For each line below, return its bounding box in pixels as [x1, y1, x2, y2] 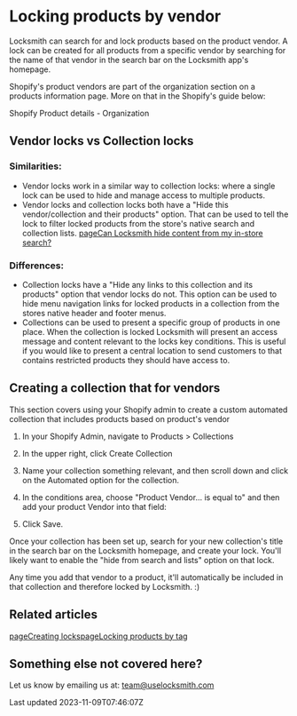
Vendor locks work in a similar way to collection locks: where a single [21, 180, 276, 191]
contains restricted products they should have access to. [21, 354, 231, 365]
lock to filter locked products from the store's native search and [21, 218, 255, 228]
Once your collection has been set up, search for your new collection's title [9, 536, 284, 546]
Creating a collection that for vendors [9, 380, 221, 396]
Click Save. [21, 518, 64, 529]
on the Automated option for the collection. [21, 474, 180, 485]
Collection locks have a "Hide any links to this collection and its [21, 279, 254, 290]
